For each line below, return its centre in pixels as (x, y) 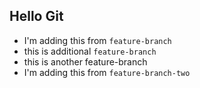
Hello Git (36, 16)
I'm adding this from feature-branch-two (107, 72)
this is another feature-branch (85, 61)
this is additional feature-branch (90, 51)
